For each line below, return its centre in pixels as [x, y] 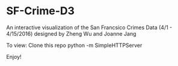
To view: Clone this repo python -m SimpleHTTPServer [74, 45]
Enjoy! [14, 56]
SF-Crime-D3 [41, 11]
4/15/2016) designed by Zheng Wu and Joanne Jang [71, 33]
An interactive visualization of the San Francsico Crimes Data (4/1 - [89, 27]
